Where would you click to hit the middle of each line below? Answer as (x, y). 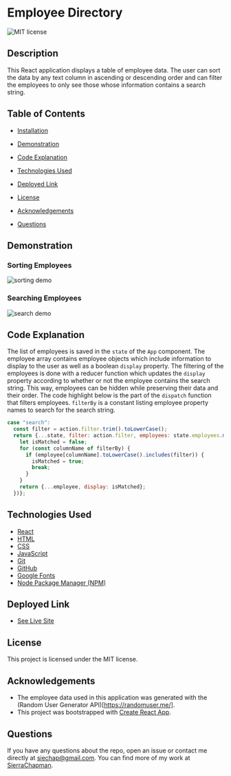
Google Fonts (36, 575)
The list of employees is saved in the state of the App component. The (106, 351)
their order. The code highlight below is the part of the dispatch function (109, 395)
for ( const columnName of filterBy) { (75, 448)
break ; (41, 468)
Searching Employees (44, 298)
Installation (33, 130)
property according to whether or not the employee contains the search (109, 381)
